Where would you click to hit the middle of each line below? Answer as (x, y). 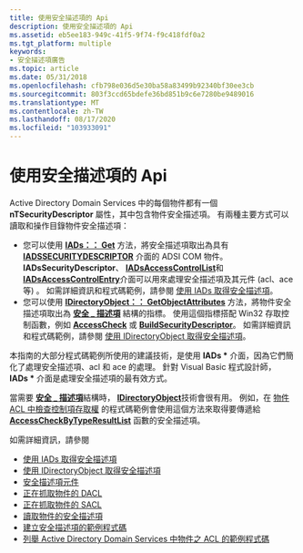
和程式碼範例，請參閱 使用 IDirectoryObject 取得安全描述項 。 (136, 336)
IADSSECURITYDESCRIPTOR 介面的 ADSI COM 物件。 (125, 256)
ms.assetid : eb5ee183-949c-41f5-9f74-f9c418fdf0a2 (107, 35)
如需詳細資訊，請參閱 (49, 439)
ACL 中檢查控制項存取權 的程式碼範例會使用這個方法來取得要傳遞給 (135, 409)
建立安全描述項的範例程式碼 (75, 527)
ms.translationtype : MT (55, 102)
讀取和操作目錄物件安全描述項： (69, 225)
